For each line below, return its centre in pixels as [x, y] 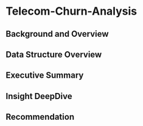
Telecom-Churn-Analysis [71, 11]
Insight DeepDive [39, 96]
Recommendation [40, 117]
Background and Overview [57, 34]
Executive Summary [45, 76]
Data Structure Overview [54, 54]
